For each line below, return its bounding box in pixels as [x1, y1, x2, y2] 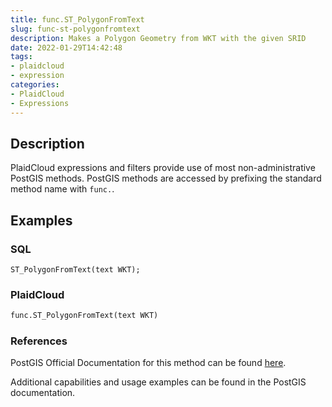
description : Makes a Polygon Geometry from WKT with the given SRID [10, 33, 307, 43]
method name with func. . [10, 183, 115, 195]
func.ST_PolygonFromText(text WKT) [10, 311, 159, 321]
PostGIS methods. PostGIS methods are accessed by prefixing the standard [10, 172, 322, 185]
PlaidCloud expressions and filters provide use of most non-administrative [10, 162, 316, 174]
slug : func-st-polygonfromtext [10, 24, 141, 34]
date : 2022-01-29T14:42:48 [10, 42, 123, 53]
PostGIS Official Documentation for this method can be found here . [10, 357, 287, 369]
